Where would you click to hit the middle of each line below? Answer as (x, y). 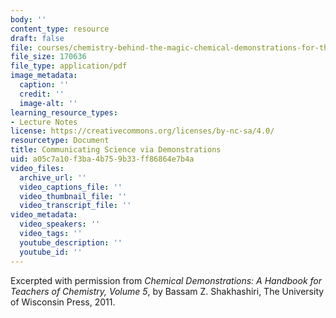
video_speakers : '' (60, 224)
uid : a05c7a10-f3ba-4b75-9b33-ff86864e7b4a (102, 159)
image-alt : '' (48, 103)
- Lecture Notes (44, 122)
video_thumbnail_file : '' (73, 196)
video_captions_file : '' (71, 187)
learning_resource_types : (64, 112)
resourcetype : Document (60, 141)
